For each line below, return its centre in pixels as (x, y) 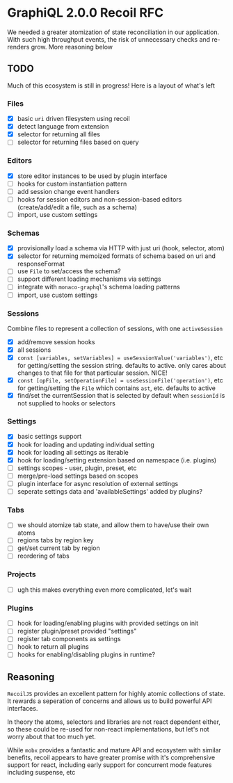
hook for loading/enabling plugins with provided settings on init (108, 623)
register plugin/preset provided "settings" (77, 631)
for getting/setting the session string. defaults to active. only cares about (121, 366)
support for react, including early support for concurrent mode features (110, 765)
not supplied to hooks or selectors (66, 403)
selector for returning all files (59, 134)
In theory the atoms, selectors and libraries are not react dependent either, (114, 722)
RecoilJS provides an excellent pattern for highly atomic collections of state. (116, 694)
